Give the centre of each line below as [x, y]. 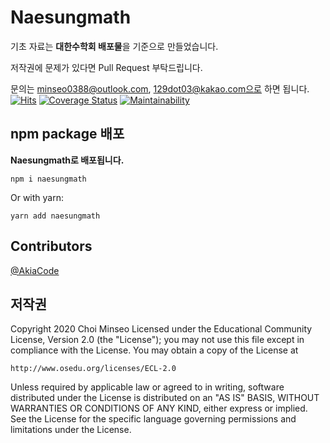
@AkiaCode [35, 270]
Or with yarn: [37, 197]
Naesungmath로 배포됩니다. [67, 160]
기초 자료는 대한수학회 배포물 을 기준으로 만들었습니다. [114, 46]
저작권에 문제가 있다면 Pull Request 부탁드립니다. [106, 67]
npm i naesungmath [48, 179]
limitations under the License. [71, 430]
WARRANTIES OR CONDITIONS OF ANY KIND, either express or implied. [159, 408]
